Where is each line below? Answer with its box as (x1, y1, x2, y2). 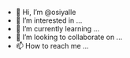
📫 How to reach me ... (15, 42, 89, 50)
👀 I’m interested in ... (15, 16, 83, 25)
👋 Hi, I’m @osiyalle (15, 8, 76, 16)
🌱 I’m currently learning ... (15, 24, 100, 33)
